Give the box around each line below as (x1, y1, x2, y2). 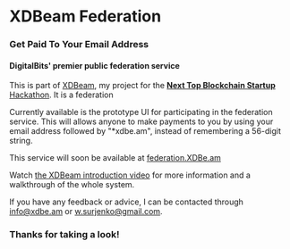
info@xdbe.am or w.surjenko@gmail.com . (9, 206, 163, 217)
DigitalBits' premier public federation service (9, 60, 181, 71)
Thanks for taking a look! (9, 228, 120, 241)
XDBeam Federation (9, 6, 162, 27)
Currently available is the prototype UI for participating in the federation (9, 107, 273, 118)
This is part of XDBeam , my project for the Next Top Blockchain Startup (9, 80, 276, 91)
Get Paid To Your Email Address (9, 38, 149, 51)
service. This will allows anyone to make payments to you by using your (9, 116, 274, 127)
